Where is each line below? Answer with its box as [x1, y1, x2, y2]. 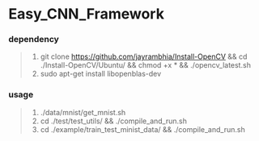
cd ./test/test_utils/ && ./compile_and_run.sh [40, 116, 188, 126]
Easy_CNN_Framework [8, 5, 164, 23]
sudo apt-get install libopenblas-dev [40, 69, 162, 79]
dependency [8, 34, 59, 45]
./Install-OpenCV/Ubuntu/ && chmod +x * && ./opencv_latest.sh [40, 60, 251, 70]
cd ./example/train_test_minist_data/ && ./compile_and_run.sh [40, 124, 245, 134]
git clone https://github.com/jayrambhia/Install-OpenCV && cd [40, 52, 248, 61]
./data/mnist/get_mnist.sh [40, 107, 126, 117]
